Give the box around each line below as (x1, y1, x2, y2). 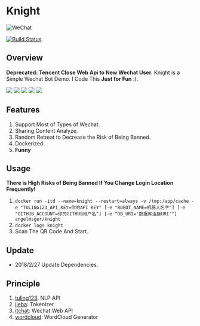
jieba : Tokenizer (14, 301, 54, 307)
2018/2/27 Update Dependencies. (14, 261, 99, 269)
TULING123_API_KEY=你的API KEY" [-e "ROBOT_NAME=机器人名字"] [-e (23, 205, 186, 211)
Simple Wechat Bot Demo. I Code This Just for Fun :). (6, 75, 139, 82)
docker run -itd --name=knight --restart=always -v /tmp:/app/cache (14, 199, 189, 205)
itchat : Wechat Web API (14, 307, 73, 314)
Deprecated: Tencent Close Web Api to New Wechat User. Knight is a (6, 69, 180, 76)
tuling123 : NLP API (14, 294, 61, 301)
